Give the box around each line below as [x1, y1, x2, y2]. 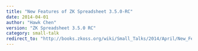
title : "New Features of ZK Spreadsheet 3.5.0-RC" [6, 8, 133, 15]
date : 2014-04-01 [6, 14, 49, 20]
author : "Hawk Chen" [6, 19, 57, 25]
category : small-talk [6, 30, 60, 36]
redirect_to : [6, 36, 38, 42]
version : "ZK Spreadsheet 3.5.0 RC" [6, 25, 96, 31]
